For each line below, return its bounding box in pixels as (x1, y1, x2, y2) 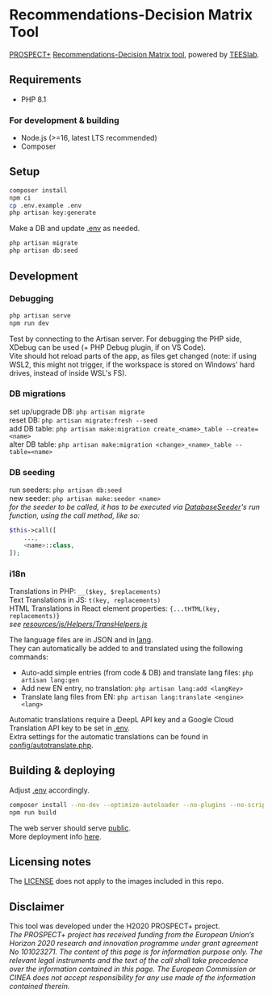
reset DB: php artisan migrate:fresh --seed (9, 414, 158, 425)
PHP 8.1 (20, 95, 47, 104)
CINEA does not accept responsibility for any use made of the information (9, 973, 257, 982)
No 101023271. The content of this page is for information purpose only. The (9, 947, 263, 957)
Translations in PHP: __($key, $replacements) (9, 586, 161, 595)
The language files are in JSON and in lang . (9, 634, 153, 644)
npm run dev (9, 319, 49, 327)
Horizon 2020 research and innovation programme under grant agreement (9, 939, 258, 949)
